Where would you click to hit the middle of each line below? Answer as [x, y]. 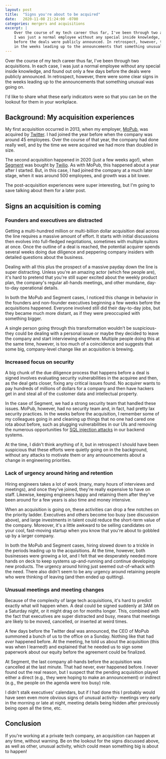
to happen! [16, 751]
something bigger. [23, 319]
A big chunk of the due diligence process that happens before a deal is [77, 373]
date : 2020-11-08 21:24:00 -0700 [42, 19]
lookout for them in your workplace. [41, 101]
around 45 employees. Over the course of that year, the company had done [82, 140]
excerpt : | [16, 28]
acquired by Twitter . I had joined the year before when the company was [79, 135]
